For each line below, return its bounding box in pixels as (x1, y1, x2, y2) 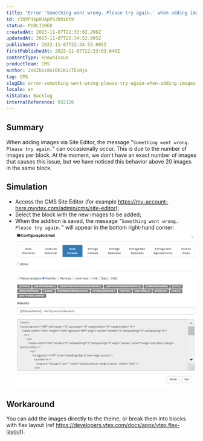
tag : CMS (6, 73, 28, 80)
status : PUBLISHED (6, 22, 53, 28)
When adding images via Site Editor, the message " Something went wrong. (6, 138, 190, 145)
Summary (6, 122, 44, 133)
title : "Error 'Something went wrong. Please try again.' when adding (6, 10, 188, 16)
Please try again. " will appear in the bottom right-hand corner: (14, 224, 174, 231)
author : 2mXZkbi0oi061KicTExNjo (6, 67, 88, 73)
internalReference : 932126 (6, 99, 74, 105)
